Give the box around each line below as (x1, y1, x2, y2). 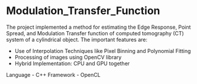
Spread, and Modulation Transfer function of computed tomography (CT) (6, 29, 185, 36)
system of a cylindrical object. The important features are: (6, 36, 148, 43)
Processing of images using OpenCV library (14, 53, 122, 61)
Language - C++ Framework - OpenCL (6, 71, 101, 78)
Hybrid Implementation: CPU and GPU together (14, 60, 130, 67)
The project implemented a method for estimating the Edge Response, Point (6, 23, 191, 31)
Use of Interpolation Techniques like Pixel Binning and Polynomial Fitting (14, 47, 191, 54)
